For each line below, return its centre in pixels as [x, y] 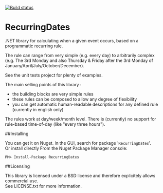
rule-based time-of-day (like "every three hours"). [55, 124]
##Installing [17, 134]
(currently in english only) [38, 109]
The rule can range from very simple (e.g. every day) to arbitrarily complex [80, 55]
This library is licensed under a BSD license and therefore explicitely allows [80, 175]
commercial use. [22, 181]
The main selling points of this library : [43, 84]
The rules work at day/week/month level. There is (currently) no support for [81, 119]
